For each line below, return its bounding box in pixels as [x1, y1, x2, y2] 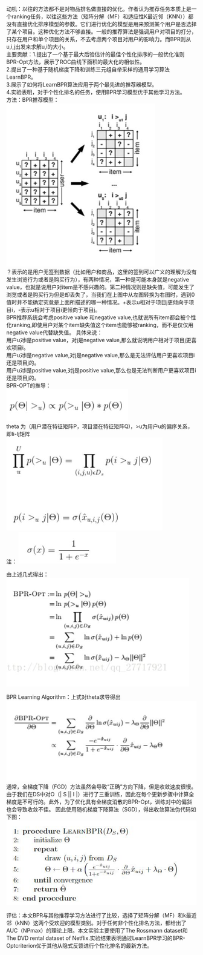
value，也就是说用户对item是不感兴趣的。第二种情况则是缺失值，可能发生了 [6, 283, 195, 291]
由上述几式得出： [6, 571, 49, 578]
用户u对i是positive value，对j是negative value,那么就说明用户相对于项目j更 [6, 337, 192, 343]
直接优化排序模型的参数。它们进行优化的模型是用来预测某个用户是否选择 [16, 21, 197, 27]
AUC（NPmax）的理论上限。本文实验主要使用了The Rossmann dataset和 [6, 927, 188, 934]
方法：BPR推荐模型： [6, 96, 59, 103]
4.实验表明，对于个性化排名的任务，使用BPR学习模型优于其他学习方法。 [6, 88, 185, 96]
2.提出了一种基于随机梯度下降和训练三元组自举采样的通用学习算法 [6, 66, 170, 73]
